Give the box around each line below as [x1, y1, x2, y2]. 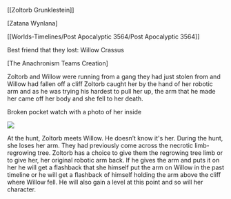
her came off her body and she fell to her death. [7, 94, 143, 103]
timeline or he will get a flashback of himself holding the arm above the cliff [7, 171, 221, 178]
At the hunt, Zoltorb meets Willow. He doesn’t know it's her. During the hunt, [7, 134, 223, 142]
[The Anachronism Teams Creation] [7, 59, 109, 67]
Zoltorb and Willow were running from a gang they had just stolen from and [7, 72, 221, 81]
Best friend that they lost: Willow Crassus [7, 46, 124, 54]
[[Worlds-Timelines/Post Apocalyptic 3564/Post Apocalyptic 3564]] [7, 32, 200, 41]
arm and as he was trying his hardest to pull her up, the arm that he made [7, 87, 216, 95]
